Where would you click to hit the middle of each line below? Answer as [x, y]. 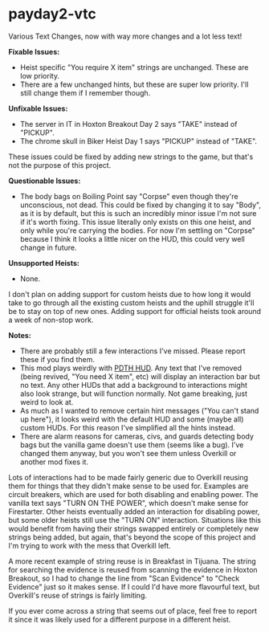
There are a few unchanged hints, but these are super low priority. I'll [134, 84]
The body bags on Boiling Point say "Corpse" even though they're [129, 196]
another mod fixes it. [54, 462]
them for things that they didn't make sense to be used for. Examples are [128, 486]
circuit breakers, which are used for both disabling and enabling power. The [133, 494]
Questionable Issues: [45, 181]
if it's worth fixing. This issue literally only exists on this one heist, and [135, 222]
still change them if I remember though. [85, 92]
